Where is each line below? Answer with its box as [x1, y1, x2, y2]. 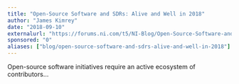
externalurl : [7, 30, 46, 37]
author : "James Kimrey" [7, 17, 78, 24]
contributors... [7, 70, 49, 78]
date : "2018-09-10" [7, 23, 65, 30]
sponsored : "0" [7, 37, 53, 44]
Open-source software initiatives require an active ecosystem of [7, 63, 196, 71]
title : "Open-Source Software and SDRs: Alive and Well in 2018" [7, 10, 205, 18]
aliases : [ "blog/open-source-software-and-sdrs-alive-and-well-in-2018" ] [7, 43, 231, 50]
